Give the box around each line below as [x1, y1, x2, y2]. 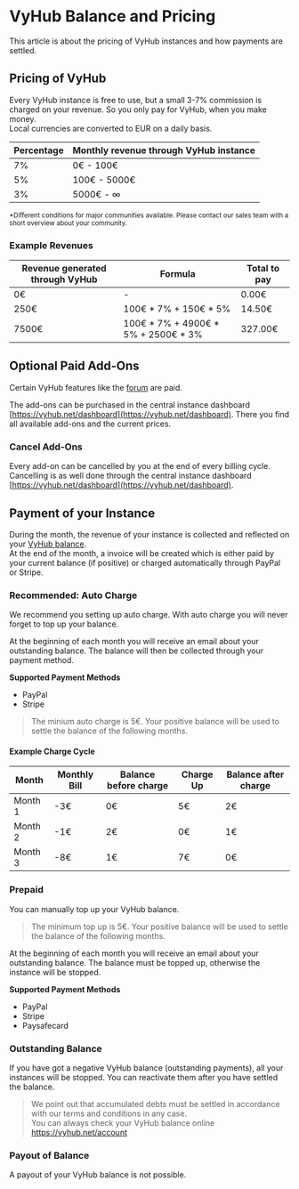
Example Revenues [9, 239, 93, 251]
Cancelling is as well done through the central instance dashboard [9, 470, 252, 481]
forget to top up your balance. [9, 619, 119, 629]
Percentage [13, 144, 64, 157]
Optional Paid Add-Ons [9, 359, 140, 374]
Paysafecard [21, 1020, 69, 1031]
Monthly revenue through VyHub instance [72, 144, 256, 157]
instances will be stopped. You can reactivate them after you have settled [9, 1072, 279, 1083]
